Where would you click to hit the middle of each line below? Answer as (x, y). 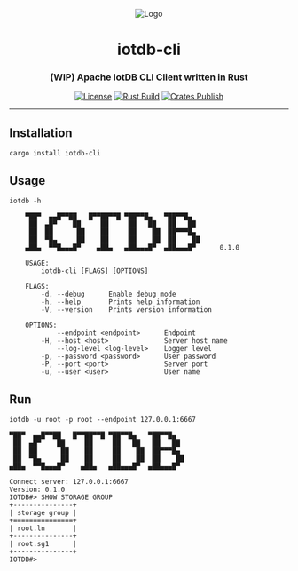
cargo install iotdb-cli (55, 154)
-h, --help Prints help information (121, 302)
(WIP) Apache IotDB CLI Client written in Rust (149, 77)
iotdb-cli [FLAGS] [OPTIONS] (95, 271)
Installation (41, 133)
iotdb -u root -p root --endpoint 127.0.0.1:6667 (103, 419)
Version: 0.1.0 (37, 489)
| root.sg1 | (43, 543)
